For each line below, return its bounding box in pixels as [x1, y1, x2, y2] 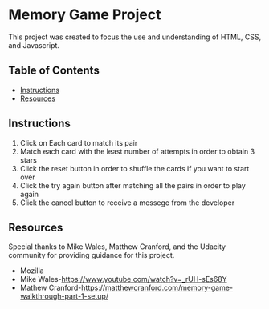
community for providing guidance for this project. [8, 251, 175, 260]
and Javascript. [8, 40, 60, 50]
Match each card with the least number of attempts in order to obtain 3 [19, 146, 255, 156]
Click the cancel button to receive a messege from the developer [19, 198, 235, 207]
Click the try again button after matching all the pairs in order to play [19, 180, 247, 190]
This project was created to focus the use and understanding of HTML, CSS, [8, 32, 262, 42]
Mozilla [19, 266, 44, 275]
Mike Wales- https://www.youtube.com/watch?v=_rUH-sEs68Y [19, 275, 227, 284]
